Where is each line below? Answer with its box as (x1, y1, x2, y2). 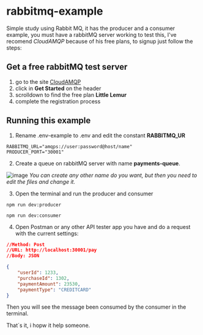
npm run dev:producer (6, 201, 62, 208)
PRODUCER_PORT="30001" (6, 149, 64, 155)
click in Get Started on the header (15, 85, 102, 92)
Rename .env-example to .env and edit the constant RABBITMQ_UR (15, 132, 185, 139)
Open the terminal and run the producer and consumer (15, 190, 153, 197)
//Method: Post (6, 241, 45, 247)
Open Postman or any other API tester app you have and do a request (15, 223, 191, 230)
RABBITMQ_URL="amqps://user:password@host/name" (6, 143, 133, 149)
